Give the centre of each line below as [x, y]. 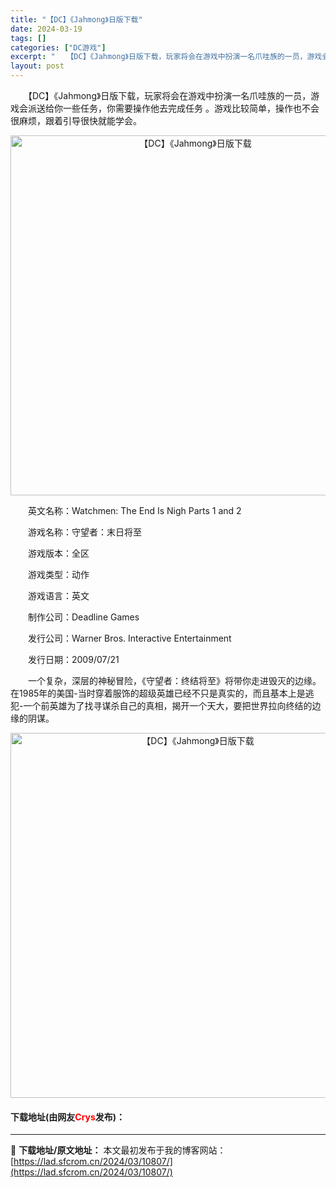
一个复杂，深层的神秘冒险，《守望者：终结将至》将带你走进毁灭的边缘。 [174, 680]
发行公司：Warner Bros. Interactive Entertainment [129, 638]
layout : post [37, 66]
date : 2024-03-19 [46, 29]
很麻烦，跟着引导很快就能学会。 [76, 120]
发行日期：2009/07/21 [73, 659]
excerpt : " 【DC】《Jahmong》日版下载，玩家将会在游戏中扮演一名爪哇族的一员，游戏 [166, 57]
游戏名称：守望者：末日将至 [84, 532]
